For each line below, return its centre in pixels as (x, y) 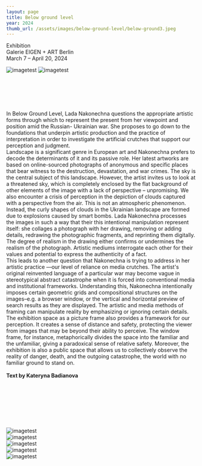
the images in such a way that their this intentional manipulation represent (98, 222)
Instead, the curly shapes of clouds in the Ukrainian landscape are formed (98, 210)
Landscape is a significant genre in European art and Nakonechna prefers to (101, 152)
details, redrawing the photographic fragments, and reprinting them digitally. (101, 235)
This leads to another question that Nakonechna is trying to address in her (98, 261)
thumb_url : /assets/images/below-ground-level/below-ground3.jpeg (91, 29)
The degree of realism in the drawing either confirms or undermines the (95, 242)
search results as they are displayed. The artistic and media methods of (95, 305)
